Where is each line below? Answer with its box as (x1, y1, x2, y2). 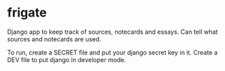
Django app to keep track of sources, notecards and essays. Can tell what (7, 28, 218, 36)
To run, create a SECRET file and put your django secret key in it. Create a (7, 48, 218, 57)
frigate (7, 5, 47, 21)
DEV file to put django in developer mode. (7, 55, 127, 63)
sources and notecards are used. (7, 34, 102, 43)
